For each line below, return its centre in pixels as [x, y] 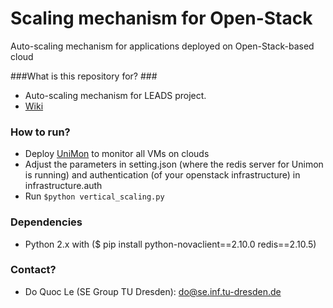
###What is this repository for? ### [84, 76]
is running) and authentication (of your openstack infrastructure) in [162, 175]
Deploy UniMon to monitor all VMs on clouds [117, 154]
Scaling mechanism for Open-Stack [161, 18]
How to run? [40, 132]
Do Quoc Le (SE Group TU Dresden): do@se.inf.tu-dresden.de [153, 291]
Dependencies [46, 222]
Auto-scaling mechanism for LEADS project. [115, 95]
